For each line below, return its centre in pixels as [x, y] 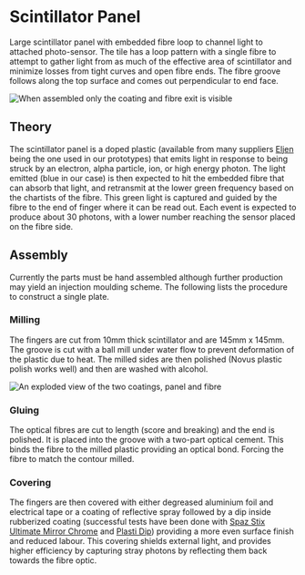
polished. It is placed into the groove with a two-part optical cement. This [147, 440]
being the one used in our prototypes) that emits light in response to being [149, 159]
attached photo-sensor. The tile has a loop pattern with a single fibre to [143, 51]
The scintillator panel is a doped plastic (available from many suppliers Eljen [152, 149]
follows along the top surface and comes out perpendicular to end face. [144, 80]
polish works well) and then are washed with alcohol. [109, 369]
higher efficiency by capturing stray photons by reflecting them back [138, 551]
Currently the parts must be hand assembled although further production [147, 277]
